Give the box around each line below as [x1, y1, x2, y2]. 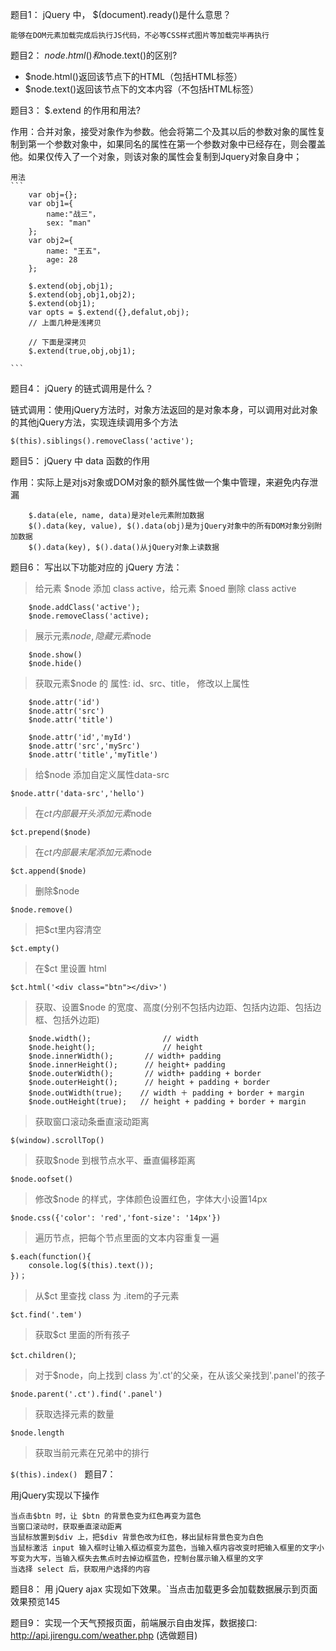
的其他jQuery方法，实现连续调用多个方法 [10, 416, 178, 428]
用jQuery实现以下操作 [10, 1489, 100, 1501]
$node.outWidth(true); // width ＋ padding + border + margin [28, 1088, 305, 1098]
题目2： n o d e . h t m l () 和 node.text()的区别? [10, 49, 178, 61]
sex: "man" [46, 218, 92, 228]
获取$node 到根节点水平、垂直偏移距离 [34, 1154, 197, 1166]
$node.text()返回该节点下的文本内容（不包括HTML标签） [24, 83, 260, 95]
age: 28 [46, 255, 78, 265]
